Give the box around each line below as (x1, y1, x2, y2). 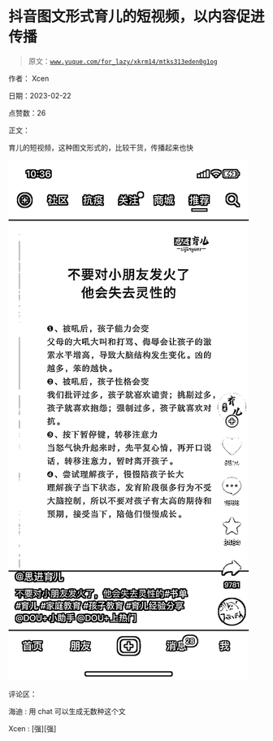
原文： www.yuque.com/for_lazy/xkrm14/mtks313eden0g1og (28, 56, 218, 66)
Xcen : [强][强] (8, 723, 57, 733)
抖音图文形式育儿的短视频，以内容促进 (8, 7, 266, 26)
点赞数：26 (8, 107, 46, 118)
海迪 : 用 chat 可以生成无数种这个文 (8, 706, 126, 716)
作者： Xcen (8, 73, 50, 83)
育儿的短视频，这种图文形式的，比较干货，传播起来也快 (8, 142, 193, 152)
